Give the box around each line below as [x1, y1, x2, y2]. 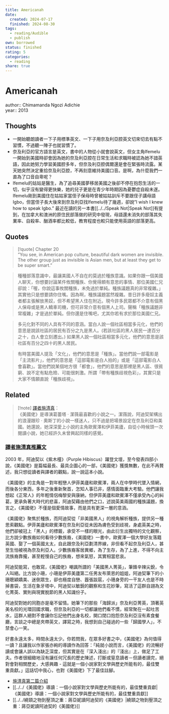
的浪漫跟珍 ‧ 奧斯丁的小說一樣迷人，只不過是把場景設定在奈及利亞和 [17, 417, 158, 423]
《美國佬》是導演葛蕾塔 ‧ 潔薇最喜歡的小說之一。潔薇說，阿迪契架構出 [17, 411, 162, 417]
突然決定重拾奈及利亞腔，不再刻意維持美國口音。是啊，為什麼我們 [21, 167, 158, 173]
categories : [5, 54, 30, 59]
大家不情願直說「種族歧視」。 [17, 376, 77, 382]
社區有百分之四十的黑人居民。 [17, 340, 79, 346]
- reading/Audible [10, 31, 49, 36]
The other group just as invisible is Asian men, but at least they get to [17, 256, 161, 263]
